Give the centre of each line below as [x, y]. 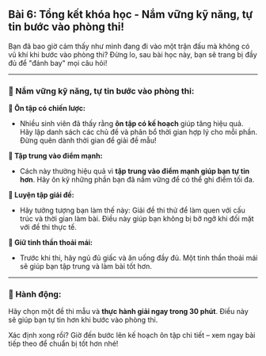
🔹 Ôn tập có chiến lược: [47, 109]
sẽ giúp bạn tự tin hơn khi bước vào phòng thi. [83, 320]
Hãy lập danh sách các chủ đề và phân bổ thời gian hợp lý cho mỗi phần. [138, 132]
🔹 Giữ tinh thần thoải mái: [51, 243]
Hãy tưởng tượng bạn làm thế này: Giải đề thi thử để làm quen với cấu [132, 210]
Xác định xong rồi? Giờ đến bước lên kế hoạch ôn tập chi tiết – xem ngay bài [132, 335]
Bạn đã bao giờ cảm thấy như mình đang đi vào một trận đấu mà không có [129, 46]
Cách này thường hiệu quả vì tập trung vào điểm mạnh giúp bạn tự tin [135, 171]
